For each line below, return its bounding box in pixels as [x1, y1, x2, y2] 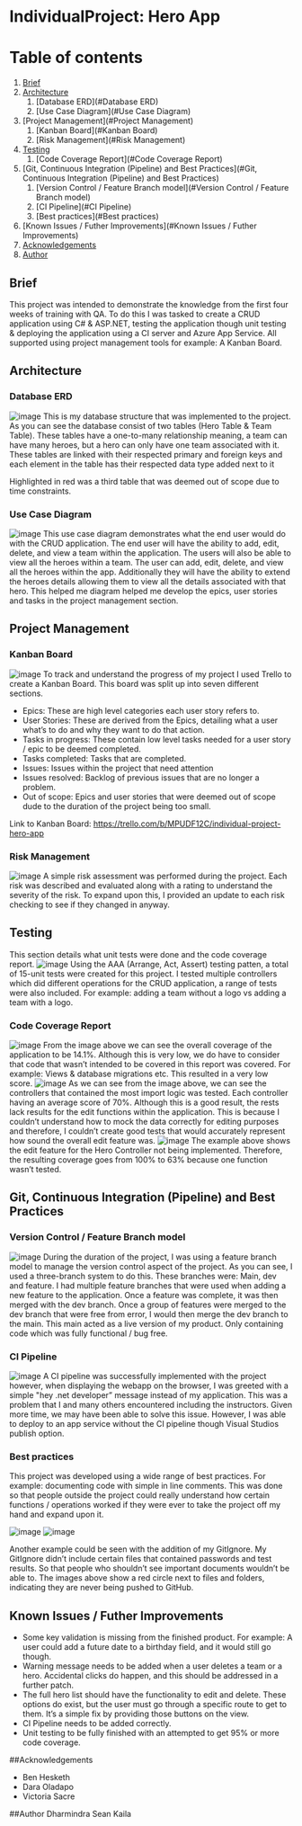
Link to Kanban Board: [9, 818, 92, 829]
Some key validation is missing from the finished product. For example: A [22, 1632, 293, 1643]
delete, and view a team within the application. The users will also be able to [9, 547, 292, 558]
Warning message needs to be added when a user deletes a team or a [22, 1661, 283, 1671]
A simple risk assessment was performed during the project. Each [43, 870, 288, 881]
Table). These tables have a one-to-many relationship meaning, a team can [9, 430, 288, 441]
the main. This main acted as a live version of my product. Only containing [9, 1318, 284, 1329]
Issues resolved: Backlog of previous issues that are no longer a [22, 771, 260, 783]
